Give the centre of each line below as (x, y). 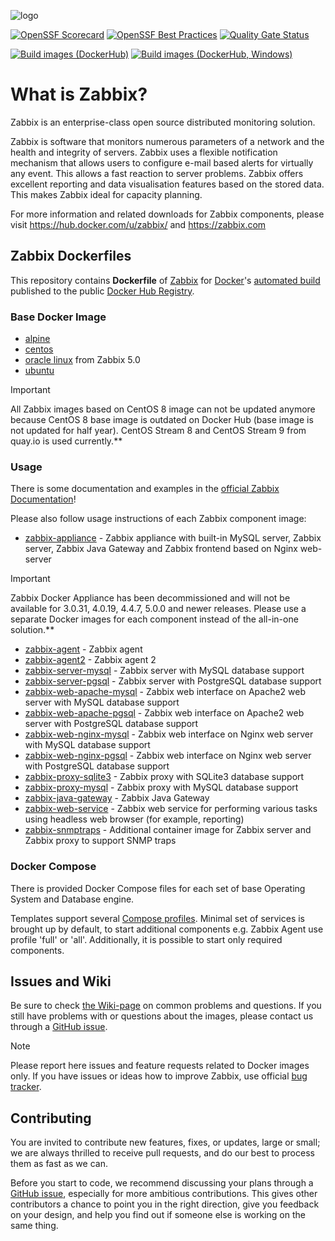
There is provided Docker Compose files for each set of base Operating (158, 888)
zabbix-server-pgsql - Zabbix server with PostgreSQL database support (173, 681)
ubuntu (39, 371)
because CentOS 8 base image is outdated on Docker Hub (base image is (162, 420)
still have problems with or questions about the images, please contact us (162, 1016)
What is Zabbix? (79, 94)
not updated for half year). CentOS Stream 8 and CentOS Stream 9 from (158, 431)
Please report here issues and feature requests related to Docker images (160, 1066)
